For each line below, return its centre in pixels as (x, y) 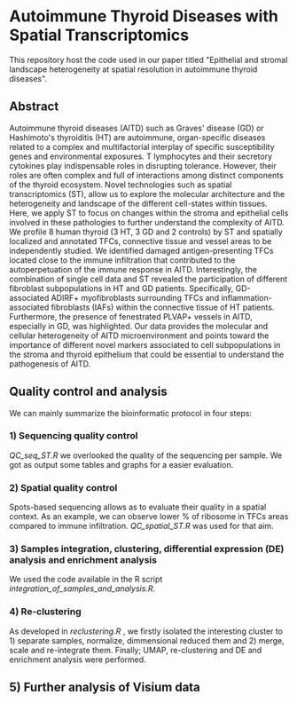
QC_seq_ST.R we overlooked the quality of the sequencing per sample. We (145, 455)
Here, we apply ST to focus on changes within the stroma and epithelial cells (149, 213)
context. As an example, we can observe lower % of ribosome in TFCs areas (149, 517)
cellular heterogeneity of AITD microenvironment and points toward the (139, 336)
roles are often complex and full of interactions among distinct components (146, 175)
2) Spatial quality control (63, 487)
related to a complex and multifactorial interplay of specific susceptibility (142, 146)
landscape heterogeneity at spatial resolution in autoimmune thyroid (133, 69)
